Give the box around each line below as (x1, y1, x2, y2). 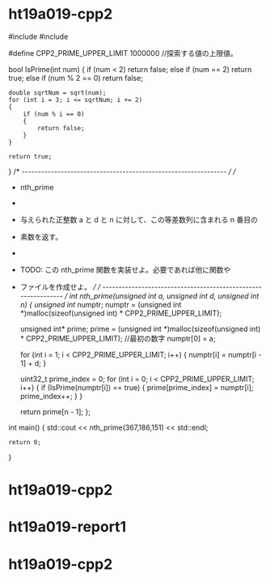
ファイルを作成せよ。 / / (19, 282, 101, 291)
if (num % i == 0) (23, 110, 85, 118)
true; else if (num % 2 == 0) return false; (8, 73, 144, 83)
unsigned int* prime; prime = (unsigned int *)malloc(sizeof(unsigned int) (19, 324, 261, 333)
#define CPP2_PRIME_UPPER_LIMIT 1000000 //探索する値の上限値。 (8, 48, 238, 57)
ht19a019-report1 (8, 518, 127, 536)
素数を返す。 (19, 231, 63, 241)
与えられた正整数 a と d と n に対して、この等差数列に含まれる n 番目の (19, 214, 259, 224)
